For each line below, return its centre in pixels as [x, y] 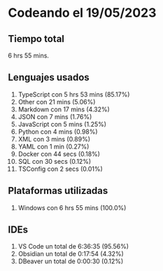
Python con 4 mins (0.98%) [58, 132]
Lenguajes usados [49, 77]
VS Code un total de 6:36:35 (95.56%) [73, 246]
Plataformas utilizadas [58, 191]
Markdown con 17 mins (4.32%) [64, 109]
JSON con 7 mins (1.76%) [55, 116]
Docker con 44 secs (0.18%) [59, 154]
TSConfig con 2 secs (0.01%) [61, 169]
